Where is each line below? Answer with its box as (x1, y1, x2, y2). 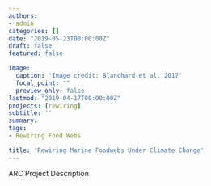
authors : (8, 11, 38, 20)
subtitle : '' (8, 109, 53, 117)
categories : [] (8, 27, 60, 35)
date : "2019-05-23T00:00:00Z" (8, 34, 111, 43)
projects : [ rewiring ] (8, 102, 82, 110)
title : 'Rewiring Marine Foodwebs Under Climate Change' (8, 146, 205, 154)
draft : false (8, 42, 53, 50)
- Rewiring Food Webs (8, 132, 82, 140)
